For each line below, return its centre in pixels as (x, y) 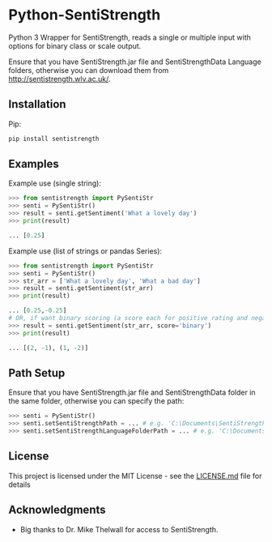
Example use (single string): (55, 183)
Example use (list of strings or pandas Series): (85, 251)
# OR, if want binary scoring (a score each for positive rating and (128, 318)
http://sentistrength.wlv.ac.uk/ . (59, 79)
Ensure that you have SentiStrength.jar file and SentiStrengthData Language (135, 62)
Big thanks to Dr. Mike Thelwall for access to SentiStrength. (119, 529)
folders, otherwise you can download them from (89, 70)
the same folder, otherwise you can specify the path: (96, 401)
